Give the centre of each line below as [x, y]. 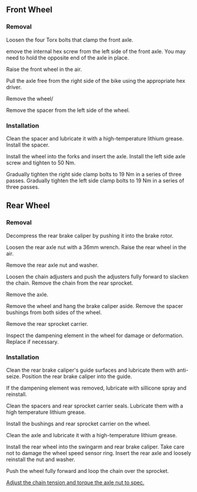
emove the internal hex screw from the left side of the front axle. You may [96, 51]
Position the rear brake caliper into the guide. [77, 376]
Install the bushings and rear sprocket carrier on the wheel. [78, 424]
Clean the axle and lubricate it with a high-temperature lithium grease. [92, 435]
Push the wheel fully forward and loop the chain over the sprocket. [88, 471]
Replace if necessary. [33, 341]
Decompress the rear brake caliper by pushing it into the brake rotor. [90, 235]
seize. [13, 376]
